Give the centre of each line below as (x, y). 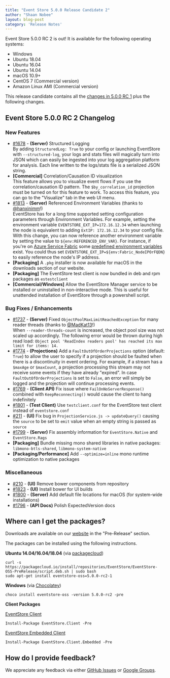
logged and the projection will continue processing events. (74, 383)
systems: (15, 44)
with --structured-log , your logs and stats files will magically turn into (86, 154)
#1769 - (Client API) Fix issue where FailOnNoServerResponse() (78, 389)
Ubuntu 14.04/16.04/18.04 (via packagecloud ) (55, 553)
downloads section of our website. (49, 268)
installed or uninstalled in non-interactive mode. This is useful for (80, 290)
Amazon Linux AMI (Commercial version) (55, 87)
